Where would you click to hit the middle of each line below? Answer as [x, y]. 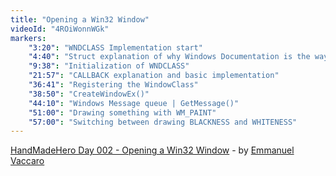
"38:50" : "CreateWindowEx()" [89, 94]
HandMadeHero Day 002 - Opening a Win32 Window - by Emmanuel [152, 150]
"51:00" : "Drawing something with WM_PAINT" [122, 112]
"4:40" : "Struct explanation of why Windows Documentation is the [169, 57]
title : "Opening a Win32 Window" [80, 19]
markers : [28, 38]
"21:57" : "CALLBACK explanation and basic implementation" [154, 76]
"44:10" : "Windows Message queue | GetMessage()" [134, 103]
